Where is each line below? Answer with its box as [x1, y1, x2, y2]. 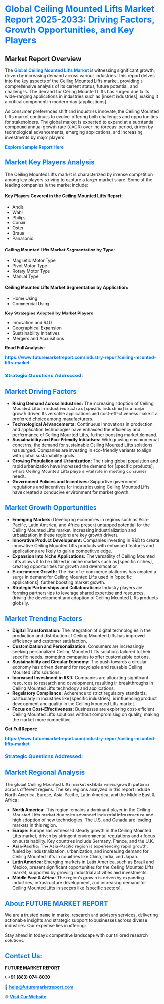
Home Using [12, 295, 38, 301]
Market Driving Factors [5, 387, 77, 396]
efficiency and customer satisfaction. [12, 638, 87, 644]
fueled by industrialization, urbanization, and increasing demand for [12, 848, 149, 854]
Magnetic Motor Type [12, 257, 56, 264]
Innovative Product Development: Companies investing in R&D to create [12, 537, 160, 543]
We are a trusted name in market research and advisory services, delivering [5, 912, 158, 918]
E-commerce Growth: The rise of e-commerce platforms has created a [12, 568, 157, 574]
